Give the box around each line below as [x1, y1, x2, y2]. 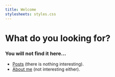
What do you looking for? [5, 33, 111, 44]
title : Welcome [5, 7, 37, 12]
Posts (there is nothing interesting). [12, 61, 84, 67]
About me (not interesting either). [12, 66, 80, 72]
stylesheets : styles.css [5, 12, 56, 17]
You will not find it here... [5, 50, 67, 57]
